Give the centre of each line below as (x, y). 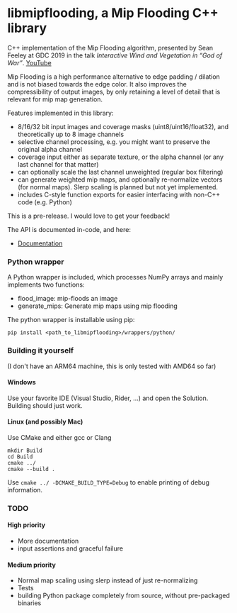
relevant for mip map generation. (55, 99)
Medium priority (32, 565)
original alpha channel (50, 149)
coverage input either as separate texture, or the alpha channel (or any (121, 157)
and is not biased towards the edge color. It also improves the (97, 84)
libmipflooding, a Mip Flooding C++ (113, 13)
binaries (29, 603)
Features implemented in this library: (60, 113)
